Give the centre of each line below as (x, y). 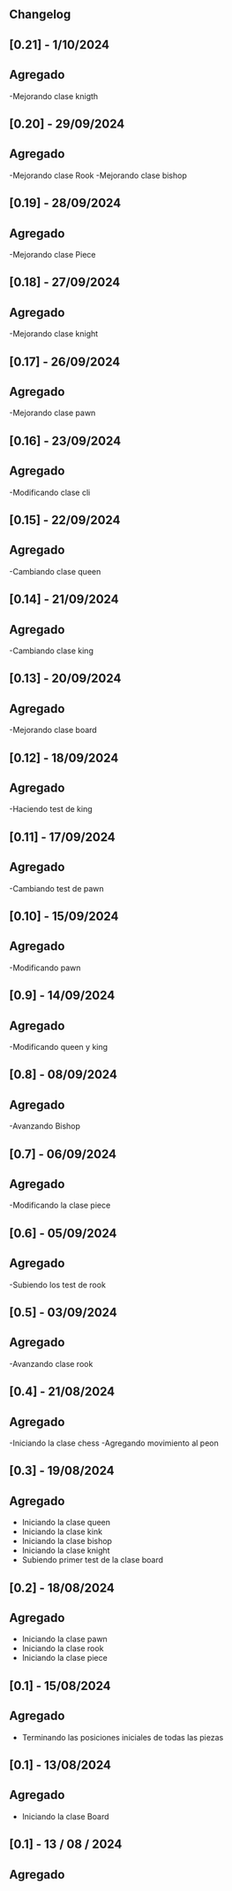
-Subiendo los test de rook (57, 1285)
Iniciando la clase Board (65, 1816)
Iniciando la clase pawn (64, 1639)
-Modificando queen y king (59, 1047)
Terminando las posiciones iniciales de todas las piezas (123, 1737)
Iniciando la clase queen (66, 1523)
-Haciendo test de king (51, 809)
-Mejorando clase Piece (52, 255)
